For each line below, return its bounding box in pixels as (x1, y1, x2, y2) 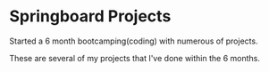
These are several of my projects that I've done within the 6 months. (9, 52, 261, 63)
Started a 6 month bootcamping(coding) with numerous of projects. (9, 36, 258, 46)
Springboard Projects (9, 6, 172, 27)
